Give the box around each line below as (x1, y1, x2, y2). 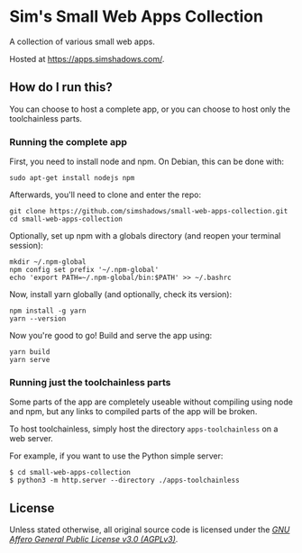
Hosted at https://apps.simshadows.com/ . (9, 53, 165, 64)
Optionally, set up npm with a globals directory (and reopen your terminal (9, 231, 281, 241)
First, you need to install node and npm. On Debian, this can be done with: (9, 156, 285, 168)
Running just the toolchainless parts (9, 376, 171, 388)
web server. (9, 433, 54, 444)
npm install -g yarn (9, 306, 87, 316)
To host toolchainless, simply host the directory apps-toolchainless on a (9, 423, 279, 434)
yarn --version (9, 314, 67, 323)
